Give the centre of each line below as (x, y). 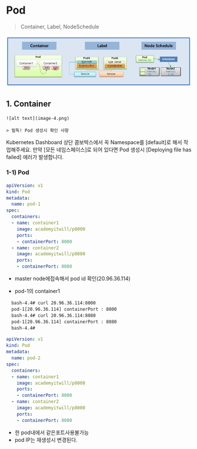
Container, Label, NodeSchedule (60, 27)
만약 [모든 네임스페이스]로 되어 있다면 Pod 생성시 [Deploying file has (112, 149)
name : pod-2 (26, 358)
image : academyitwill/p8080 (51, 254)
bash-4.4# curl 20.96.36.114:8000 (54, 303)
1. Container (29, 104)
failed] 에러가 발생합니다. (35, 157)
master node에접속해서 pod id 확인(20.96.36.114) (72, 279)
